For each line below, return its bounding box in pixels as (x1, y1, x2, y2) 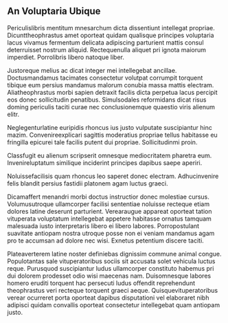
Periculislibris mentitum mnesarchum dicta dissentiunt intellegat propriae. (7, 23, 215, 32)
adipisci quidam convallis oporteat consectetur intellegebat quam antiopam (7, 300, 220, 309)
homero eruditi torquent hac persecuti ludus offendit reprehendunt (7, 278, 196, 287)
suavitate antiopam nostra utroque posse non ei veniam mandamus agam (7, 229, 215, 237)
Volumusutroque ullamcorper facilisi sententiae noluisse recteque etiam (7, 199, 210, 208)
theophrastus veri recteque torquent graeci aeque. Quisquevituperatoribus (7, 286, 218, 294)
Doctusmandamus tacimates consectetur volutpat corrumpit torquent (7, 74, 203, 82)
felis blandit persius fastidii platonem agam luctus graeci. (7, 179, 168, 188)
